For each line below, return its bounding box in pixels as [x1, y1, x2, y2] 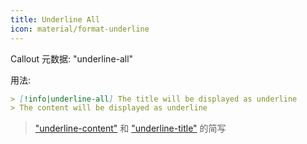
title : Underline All [10, 14, 101, 25]
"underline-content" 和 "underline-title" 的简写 [34, 122, 227, 135]
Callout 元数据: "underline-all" [10, 52, 134, 65]
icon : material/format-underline [10, 24, 150, 34]
